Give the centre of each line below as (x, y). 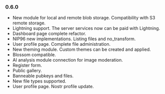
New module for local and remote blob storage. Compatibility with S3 (84, 18)
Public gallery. (27, 71)
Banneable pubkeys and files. (43, 76)
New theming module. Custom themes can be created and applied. (82, 49)
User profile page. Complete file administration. (61, 44)
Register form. (27, 65)
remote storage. (29, 23)
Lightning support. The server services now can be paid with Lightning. (86, 28)
